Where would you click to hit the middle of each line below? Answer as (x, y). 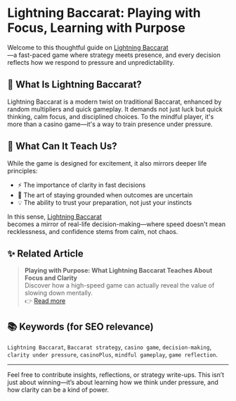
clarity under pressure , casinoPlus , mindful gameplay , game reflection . (113, 354)
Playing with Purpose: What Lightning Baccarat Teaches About (118, 271)
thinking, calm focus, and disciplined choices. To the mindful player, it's (111, 116)
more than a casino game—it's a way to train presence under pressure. (110, 124)
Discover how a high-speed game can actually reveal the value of (119, 285)
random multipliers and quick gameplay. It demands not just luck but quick (115, 109)
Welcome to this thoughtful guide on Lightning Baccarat (88, 47)
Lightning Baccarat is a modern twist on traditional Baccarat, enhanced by (114, 101)
